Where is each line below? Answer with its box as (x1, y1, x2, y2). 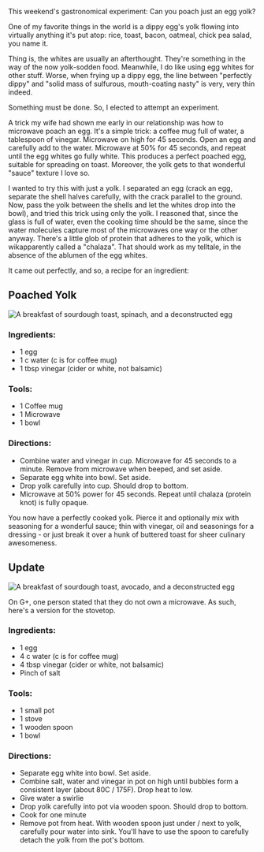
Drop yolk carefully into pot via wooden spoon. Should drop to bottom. (19, 802, 248, 811)
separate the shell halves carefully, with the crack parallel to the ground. (8, 192, 243, 201)
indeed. (8, 87, 33, 97)
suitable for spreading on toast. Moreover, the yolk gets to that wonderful (8, 160, 246, 169)
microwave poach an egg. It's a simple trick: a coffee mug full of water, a (8, 126, 244, 136)
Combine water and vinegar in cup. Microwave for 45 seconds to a (19, 456, 236, 465)
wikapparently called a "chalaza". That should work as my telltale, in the (8, 242, 242, 251)
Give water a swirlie (19, 794, 84, 803)
